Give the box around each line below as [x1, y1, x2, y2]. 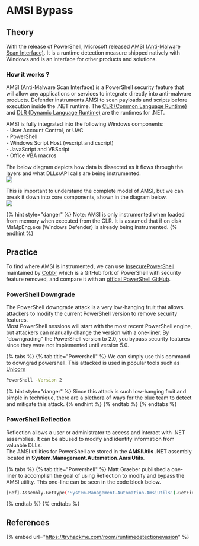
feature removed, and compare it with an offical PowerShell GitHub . [6, 275, 171, 282]
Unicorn [6, 366, 26, 373]
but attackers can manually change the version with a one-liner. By [6, 329, 169, 336]
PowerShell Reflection [6, 415, 71, 424]
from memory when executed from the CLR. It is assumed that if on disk [6, 217, 182, 224]
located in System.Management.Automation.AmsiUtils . [6, 454, 145, 461]
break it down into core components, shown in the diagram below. [6, 193, 168, 201]
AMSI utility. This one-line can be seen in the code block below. [6, 478, 161, 485]
